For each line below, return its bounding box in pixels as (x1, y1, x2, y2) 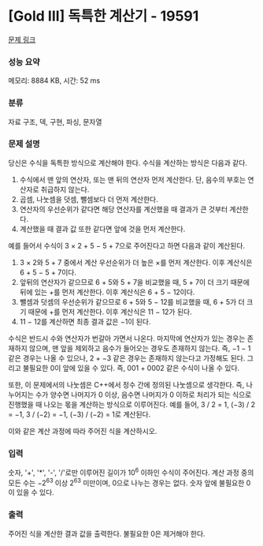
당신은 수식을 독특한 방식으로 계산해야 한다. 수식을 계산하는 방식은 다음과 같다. (8, 158, 248, 167)
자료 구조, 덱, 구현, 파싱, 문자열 (8, 117, 102, 126)
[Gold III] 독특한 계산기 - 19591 (8, 7, 199, 25)
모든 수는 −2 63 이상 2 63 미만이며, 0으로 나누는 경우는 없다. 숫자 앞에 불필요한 (8, 477, 245, 488)
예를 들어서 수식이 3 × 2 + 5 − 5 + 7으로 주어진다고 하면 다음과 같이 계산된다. (8, 241, 246, 250)
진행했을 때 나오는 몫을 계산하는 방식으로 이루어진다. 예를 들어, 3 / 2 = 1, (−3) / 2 (8, 399, 256, 409)
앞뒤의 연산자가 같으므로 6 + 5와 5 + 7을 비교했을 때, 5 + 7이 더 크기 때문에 (19, 277, 250, 286)
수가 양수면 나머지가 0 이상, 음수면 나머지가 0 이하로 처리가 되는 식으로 (35, 390, 252, 399)
